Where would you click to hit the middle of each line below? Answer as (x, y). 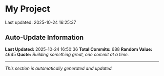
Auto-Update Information (44, 38)
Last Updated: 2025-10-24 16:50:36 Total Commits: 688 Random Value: (79, 49)
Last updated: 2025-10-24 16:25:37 (41, 22)
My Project (28, 9)
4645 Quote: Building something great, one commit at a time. (67, 54)
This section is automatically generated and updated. (59, 68)
